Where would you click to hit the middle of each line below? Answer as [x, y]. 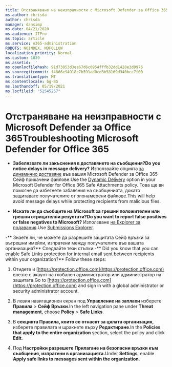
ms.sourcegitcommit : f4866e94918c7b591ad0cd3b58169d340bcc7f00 [74, 72]
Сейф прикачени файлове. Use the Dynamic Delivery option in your [84, 179]
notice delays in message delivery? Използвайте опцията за [78, 169]
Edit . [18, 338]
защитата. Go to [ [31, 280]
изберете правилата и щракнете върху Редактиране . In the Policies [87, 327]
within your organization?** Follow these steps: [56, 259]
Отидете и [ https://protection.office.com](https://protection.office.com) [88, 269]
